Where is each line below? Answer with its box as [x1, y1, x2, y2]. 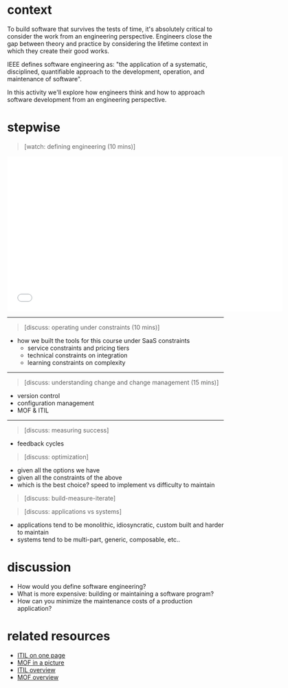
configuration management [16, 399, 94, 407]
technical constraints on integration [27, 351, 128, 359]
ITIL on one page [16, 651, 65, 659]
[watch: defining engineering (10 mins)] [23, 142, 136, 150]
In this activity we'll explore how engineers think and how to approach [7, 88, 205, 96]
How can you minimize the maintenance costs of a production [16, 596, 192, 605]
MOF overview [16, 673, 59, 681]
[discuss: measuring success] [23, 426, 109, 434]
